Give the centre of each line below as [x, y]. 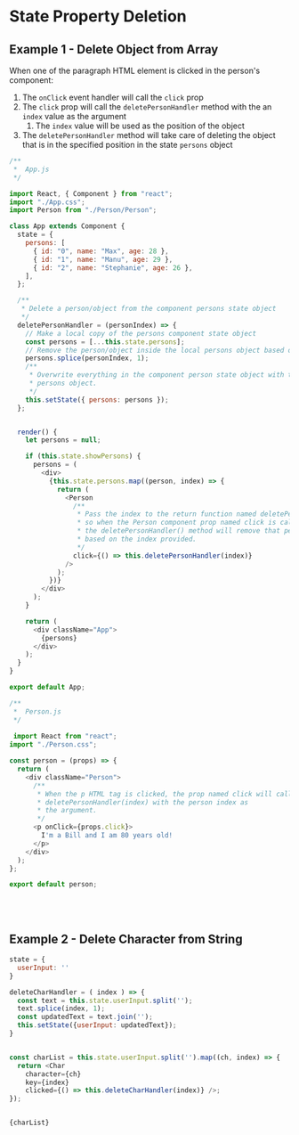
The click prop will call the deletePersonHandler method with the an [147, 107]
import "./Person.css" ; [53, 745]
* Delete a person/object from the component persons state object [149, 309]
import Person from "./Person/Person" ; [83, 210]
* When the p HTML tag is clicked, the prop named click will [155, 794]
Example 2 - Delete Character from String [126, 939]
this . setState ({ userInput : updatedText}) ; [97, 1025]
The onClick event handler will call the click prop [113, 97]
